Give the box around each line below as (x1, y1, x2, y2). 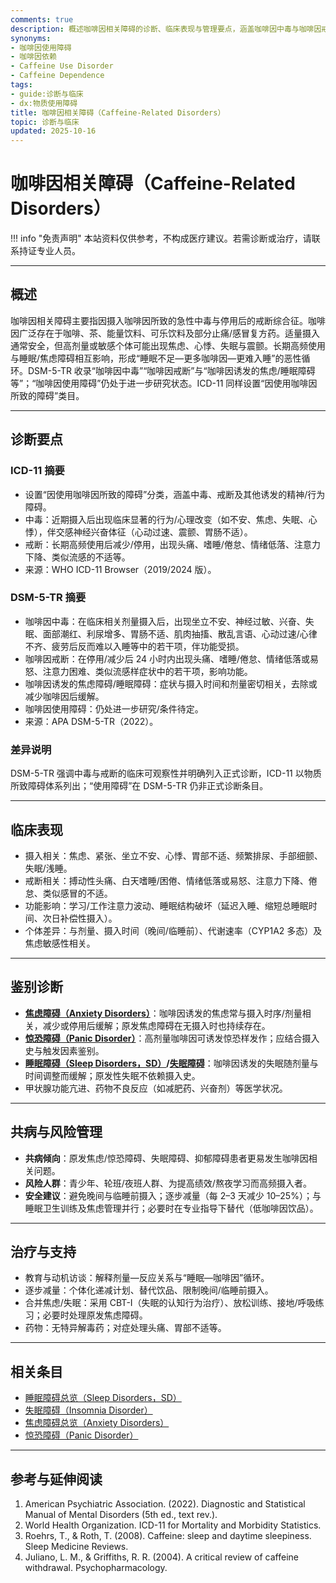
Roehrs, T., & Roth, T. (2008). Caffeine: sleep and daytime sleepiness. (24, 1530, 312, 1542)
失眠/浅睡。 (24, 862, 73, 874)
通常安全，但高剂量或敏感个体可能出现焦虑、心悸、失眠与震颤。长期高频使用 (10, 339, 326, 351)
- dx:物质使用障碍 (10, 98, 78, 108)
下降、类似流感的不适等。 (24, 551, 131, 563)
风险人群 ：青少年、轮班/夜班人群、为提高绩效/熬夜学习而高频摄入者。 (24, 1177, 312, 1189)
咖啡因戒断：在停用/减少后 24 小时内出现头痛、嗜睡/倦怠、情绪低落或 (24, 652, 311, 665)
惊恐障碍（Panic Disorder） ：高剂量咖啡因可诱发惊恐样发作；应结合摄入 (24, 1032, 320, 1044)
